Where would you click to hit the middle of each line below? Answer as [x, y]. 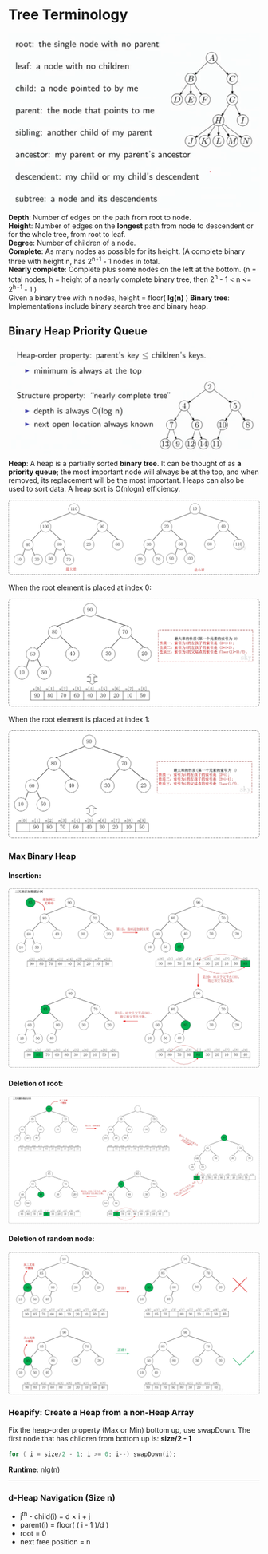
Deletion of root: [36, 1083]
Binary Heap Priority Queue [78, 332]
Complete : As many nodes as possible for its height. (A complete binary [127, 251]
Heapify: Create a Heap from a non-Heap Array [101, 1413]
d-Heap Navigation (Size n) [62, 1497]
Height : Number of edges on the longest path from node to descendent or [131, 226]
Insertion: [25, 875]
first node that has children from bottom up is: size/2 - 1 [100, 1438]
